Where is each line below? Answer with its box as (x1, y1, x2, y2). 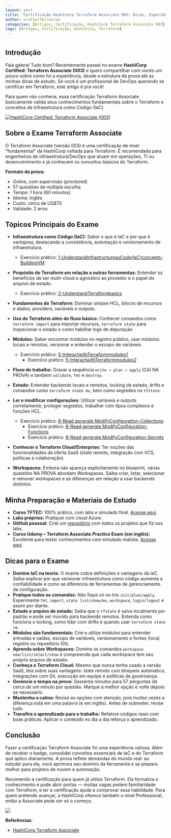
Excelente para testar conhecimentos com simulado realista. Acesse (12, 536, 156, 543)
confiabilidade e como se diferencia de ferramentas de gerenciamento (12, 581, 161, 587)
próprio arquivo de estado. (12, 657, 69, 663)
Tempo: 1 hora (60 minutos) (12, 189, 71, 195)
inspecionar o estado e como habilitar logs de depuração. (12, 327, 134, 333)
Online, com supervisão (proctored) (12, 178, 88, 184)
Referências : (5, 817, 33, 823)
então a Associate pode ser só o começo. (5, 798, 93, 804)
